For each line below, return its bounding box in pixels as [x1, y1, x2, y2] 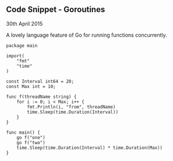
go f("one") [16, 134, 45, 141]
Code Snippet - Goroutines [6, 5, 105, 15]
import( [6, 52, 25, 59]
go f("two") [16, 139, 45, 145]
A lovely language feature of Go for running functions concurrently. [6, 32, 167, 38]
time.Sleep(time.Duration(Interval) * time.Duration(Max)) [16, 145, 163, 150]
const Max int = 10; [6, 83, 57, 89]
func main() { [6, 129, 41, 135]
